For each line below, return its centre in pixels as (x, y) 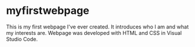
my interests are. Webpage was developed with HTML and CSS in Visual (94, 32)
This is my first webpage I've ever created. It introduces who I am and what (97, 27)
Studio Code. (22, 39)
